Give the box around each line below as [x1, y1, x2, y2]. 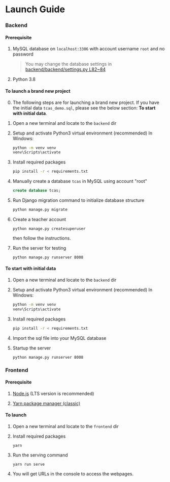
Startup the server [12, 345, 51, 351]
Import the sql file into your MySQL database [12, 335, 107, 341]
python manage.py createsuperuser [12, 226, 86, 231]
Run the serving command [12, 452, 68, 458]
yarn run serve [12, 462, 45, 467]
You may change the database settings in [25, 61, 112, 67]
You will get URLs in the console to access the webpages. [12, 471, 133, 477]
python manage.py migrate [12, 207, 67, 212]
